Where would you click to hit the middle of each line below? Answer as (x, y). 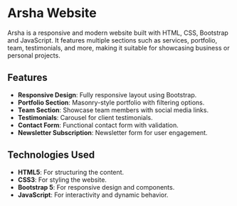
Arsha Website (52, 13)
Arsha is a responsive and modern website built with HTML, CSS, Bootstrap (118, 33)
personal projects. (34, 55)
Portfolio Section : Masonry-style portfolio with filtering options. (111, 102)
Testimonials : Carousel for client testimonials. (85, 117)
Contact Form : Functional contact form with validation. (98, 125)
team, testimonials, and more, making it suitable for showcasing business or (118, 48)
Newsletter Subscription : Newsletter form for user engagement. (112, 132)
